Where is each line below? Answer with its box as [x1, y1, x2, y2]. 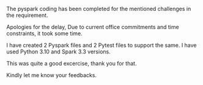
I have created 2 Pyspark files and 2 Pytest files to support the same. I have [6, 42, 197, 49]
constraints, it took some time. [6, 30, 83, 37]
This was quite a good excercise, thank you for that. [6, 60, 137, 67]
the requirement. [6, 12, 48, 19]
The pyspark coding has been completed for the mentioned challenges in [6, 5, 191, 12]
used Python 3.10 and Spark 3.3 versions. [6, 48, 111, 55]
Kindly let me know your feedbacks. [6, 72, 97, 78]
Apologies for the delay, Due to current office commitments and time [6, 24, 179, 30]
